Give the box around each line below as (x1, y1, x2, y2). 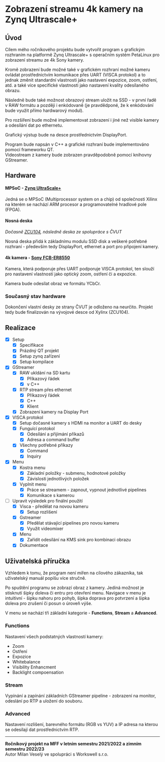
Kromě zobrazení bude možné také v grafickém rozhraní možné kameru (5, 66, 151, 72)
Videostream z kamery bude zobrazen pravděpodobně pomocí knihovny (5, 152, 152, 158)
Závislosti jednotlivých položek (27, 475, 89, 481)
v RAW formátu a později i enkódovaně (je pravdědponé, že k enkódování (5, 102, 154, 108)
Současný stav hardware (5, 293, 66, 299)
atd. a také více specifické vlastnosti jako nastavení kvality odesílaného (5, 82, 149, 88)
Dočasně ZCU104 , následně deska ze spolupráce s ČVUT (5, 229, 122, 234)
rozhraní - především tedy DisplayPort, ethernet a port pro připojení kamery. (5, 243, 159, 249)
